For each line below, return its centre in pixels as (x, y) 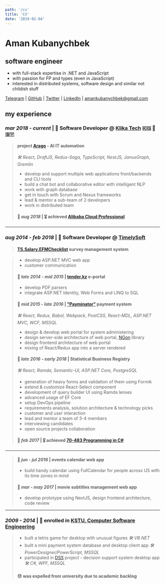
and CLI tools (38, 179)
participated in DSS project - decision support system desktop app (92, 557)
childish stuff (25, 89)
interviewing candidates (49, 423)
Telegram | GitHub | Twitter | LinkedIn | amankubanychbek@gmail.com (77, 99)
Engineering (20, 527)
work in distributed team (49, 205)
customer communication (50, 265)
